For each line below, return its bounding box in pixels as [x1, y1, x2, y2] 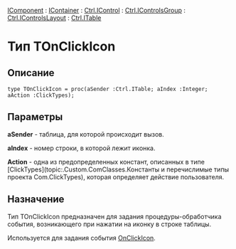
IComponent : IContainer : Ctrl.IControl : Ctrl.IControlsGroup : [7, 6, 186, 14]
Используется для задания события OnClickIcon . [7, 233, 156, 242]
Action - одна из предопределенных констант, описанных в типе [7, 157, 205, 166]
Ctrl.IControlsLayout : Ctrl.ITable [7, 14, 102, 22]
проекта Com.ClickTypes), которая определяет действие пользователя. [7, 172, 225, 181]
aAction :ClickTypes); [7, 92, 75, 99]
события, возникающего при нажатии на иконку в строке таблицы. [7, 220, 212, 228]
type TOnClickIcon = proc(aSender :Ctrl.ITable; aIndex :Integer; [7, 85, 208, 92]
